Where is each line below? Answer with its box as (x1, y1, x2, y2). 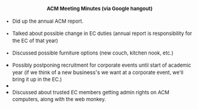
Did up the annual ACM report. (12, 18, 84, 24)
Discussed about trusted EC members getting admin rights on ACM (12, 89, 170, 96)
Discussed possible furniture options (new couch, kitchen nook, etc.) (12, 50, 174, 56)
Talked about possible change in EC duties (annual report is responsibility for (12, 30, 193, 37)
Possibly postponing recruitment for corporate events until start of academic (12, 62, 191, 69)
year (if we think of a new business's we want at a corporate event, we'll (12, 69, 183, 76)
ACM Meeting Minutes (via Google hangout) (46, 5, 153, 12)
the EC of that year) (12, 37, 59, 44)
